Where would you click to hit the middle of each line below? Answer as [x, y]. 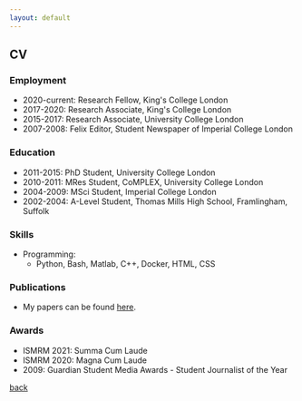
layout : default [40, 18]
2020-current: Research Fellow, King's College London [125, 100]
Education [33, 152]
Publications [38, 287]
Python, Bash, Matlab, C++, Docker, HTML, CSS [126, 263]
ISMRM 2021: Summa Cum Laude [85, 350]
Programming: [49, 254]
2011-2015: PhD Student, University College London [119, 172]
